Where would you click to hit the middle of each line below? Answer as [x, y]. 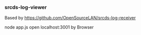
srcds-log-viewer [26, 7]
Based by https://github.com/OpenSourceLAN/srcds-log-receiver [70, 18]
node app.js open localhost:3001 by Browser [49, 27]
